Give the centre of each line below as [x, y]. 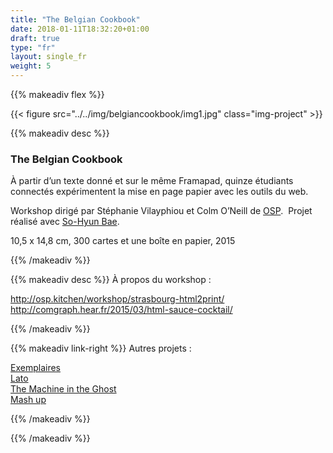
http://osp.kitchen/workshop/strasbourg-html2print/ [117, 299]
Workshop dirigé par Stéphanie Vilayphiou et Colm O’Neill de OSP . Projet [161, 211]
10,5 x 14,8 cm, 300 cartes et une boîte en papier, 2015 [123, 241]
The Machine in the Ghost [63, 389]
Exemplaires [35, 368]
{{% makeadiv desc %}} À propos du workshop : [111, 280]
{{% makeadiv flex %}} [57, 94]
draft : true [35, 38]
